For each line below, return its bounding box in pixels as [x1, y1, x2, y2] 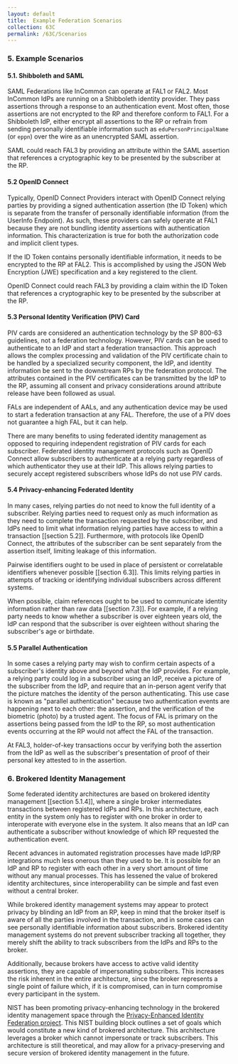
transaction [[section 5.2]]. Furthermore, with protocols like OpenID [7, 531, 205, 540]
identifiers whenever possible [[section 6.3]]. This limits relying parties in [7, 568, 221, 576]
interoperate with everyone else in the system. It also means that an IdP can [7, 820, 229, 829]
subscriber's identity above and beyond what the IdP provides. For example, [7, 667, 231, 675]
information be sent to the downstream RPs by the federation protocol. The [7, 366, 227, 375]
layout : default [7, 10, 55, 18]
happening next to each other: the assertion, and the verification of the [7, 704, 215, 713]
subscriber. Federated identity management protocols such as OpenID [7, 446, 213, 455]
